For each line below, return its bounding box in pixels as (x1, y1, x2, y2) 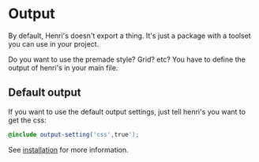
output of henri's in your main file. (8, 62, 118, 72)
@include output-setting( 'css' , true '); (8, 130, 140, 138)
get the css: (8, 115, 47, 125)
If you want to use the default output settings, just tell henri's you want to (8, 107, 246, 116)
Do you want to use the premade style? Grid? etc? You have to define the (8, 55, 246, 64)
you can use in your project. (8, 39, 99, 48)
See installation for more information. (8, 145, 129, 154)
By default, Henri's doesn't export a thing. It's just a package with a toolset (8, 31, 251, 40)
